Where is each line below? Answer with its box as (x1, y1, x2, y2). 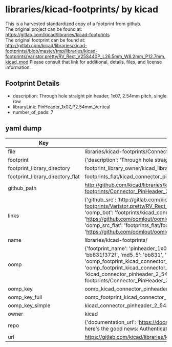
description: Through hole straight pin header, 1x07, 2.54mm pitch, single (12, 92, 167, 99)
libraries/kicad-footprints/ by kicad (5, 4, 159, 15)
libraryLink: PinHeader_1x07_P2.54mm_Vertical (12, 104, 111, 110)
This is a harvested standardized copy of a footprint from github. (5, 21, 142, 27)
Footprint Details (5, 79, 60, 88)
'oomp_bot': (84, 209, 114, 216)
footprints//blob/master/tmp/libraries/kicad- (5, 48, 98, 54)
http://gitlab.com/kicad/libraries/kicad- (5, 42, 87, 48)
